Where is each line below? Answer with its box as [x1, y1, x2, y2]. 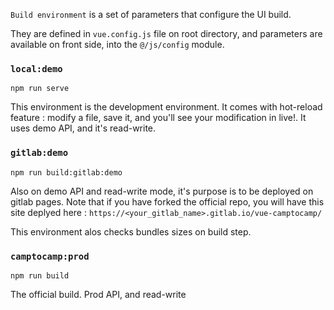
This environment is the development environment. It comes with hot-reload [10, 101, 323, 113]
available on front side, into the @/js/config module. [10, 39, 225, 50]
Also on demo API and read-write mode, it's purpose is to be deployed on [10, 185, 314, 197]
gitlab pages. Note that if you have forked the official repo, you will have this [10, 195, 325, 208]
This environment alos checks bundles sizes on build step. [10, 225, 252, 238]
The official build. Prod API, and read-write [10, 288, 187, 300]
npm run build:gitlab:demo [10, 167, 123, 178]
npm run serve [10, 84, 70, 94]
